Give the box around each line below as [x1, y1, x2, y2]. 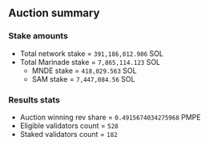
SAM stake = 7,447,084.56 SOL [31, 74, 135, 83]
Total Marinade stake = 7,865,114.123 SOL [19, 57, 161, 66]
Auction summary [8, 6, 100, 20]
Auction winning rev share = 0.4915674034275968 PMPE [19, 112, 202, 122]
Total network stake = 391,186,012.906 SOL [19, 48, 164, 58]
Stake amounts [8, 30, 68, 42]
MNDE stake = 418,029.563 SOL [31, 66, 138, 75]
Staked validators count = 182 [19, 129, 118, 139]
